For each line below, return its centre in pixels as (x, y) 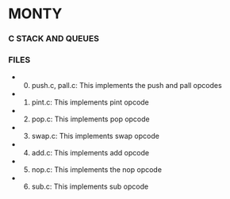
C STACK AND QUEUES (54, 39)
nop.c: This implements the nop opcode (97, 170)
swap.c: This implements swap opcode (96, 136)
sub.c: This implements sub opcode (90, 186)
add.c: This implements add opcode (90, 153)
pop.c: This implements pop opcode (90, 119)
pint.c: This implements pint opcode (90, 102)
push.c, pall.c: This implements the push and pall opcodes (126, 86)
